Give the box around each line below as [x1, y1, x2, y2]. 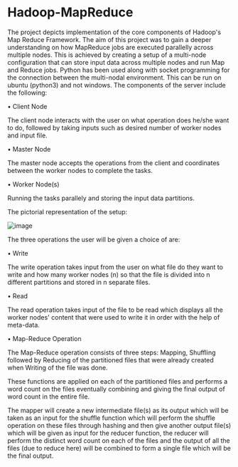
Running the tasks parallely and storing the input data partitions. [7, 194, 195, 202]
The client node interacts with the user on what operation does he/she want [7, 115, 229, 125]
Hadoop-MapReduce [7, 4, 134, 21]
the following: [7, 88, 48, 97]
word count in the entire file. [7, 392, 90, 401]
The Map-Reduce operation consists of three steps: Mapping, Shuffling [7, 348, 216, 357]
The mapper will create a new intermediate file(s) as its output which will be [7, 406, 229, 414]
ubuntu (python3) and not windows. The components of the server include [7, 80, 226, 89]
